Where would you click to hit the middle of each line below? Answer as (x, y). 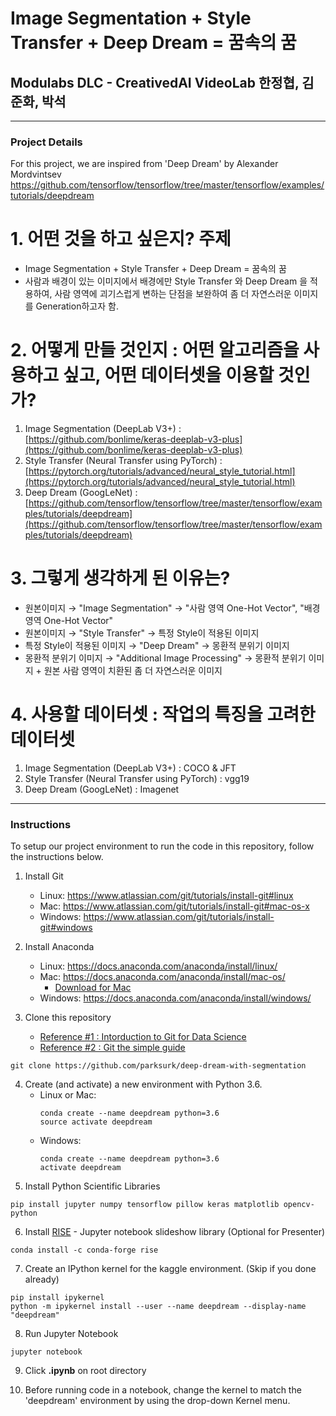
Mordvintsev (36, 174)
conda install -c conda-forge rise (84, 1250)
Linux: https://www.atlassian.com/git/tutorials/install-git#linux (166, 896)
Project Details (46, 142)
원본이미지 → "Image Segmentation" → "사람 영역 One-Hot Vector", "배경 (172, 608)
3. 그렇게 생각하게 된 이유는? (120, 578)
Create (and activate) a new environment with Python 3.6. (143, 1084)
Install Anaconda (59, 947)
